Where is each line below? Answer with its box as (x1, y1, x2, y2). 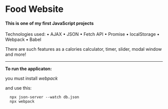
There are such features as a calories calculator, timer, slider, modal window (5, 46, 162, 52)
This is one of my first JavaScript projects (5, 20, 94, 26)
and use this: (5, 85, 32, 91)
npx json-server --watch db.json (9, 95, 79, 100)
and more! (5, 51, 26, 58)
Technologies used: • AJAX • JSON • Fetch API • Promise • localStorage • (5, 31, 160, 37)
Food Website (5, 3, 64, 15)
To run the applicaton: (5, 66, 52, 72)
